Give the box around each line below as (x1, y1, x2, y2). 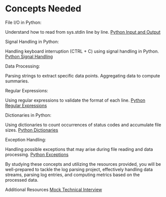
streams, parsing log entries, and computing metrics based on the (5, 172, 140, 178)
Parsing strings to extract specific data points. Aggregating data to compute (5, 72, 160, 78)
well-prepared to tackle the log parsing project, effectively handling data (5, 166, 153, 172)
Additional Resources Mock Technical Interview (5, 187, 103, 193)
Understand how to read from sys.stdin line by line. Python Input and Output (5, 29, 161, 35)
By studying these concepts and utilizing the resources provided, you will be (5, 161, 161, 167)
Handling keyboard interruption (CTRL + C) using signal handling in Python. (5, 48, 159, 54)
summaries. (5, 78, 29, 84)
